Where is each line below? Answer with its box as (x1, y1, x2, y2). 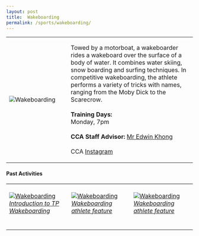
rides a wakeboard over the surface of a (70, 51, 182, 59)
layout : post (6, 8, 38, 15)
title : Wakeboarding (6, 14, 60, 20)
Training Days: (70, 110, 113, 119)
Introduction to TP (9, 199, 59, 208)
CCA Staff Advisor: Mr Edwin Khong (70, 133, 173, 141)
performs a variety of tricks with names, (70, 81, 182, 89)
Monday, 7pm (70, 118, 110, 126)
